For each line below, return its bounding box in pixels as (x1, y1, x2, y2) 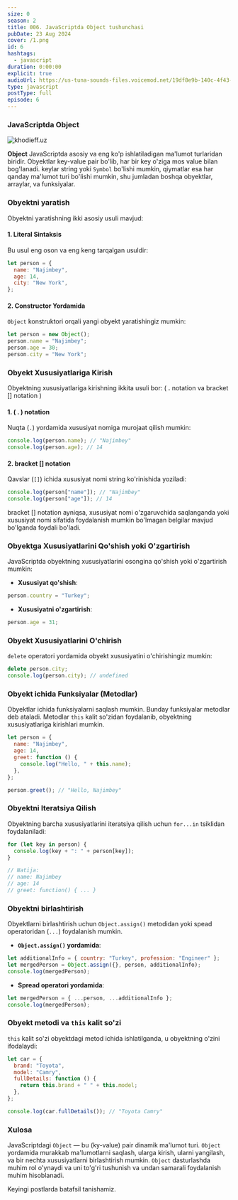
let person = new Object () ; (7, 331, 91, 338)
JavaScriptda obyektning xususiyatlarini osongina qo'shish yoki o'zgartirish (7, 557, 227, 566)
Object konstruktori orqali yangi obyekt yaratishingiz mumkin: (7, 317, 186, 326)
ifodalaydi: (7, 1041, 38, 1050)
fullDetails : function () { (13, 1075, 97, 1083)
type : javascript (7, 83, 59, 90)
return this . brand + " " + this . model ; (20, 1082, 138, 1089)
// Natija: (7, 867, 40, 874)
